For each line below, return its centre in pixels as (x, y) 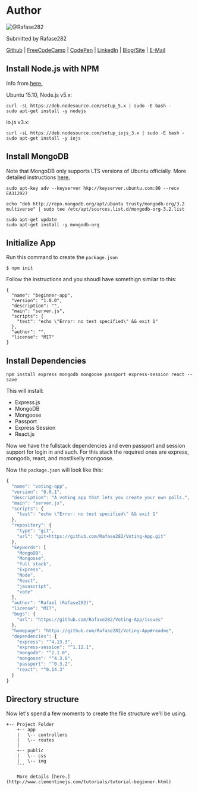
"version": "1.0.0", (37, 301)
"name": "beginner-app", (42, 296)
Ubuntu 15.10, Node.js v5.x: (39, 95)
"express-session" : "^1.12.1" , (56, 647)
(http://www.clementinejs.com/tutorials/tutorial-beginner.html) (89, 782)
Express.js (27, 402)
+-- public (30, 751)
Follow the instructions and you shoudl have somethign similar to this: (91, 279)
